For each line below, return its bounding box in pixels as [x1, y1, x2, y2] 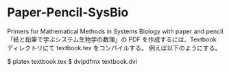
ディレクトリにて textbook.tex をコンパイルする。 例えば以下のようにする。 [7, 43, 221, 52]
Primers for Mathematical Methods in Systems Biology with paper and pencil [7, 27, 224, 35]
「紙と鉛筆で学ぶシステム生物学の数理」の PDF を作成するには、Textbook [7, 35, 217, 43]
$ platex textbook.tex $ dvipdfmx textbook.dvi [7, 57, 138, 65]
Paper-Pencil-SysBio [7, 5, 129, 20]
